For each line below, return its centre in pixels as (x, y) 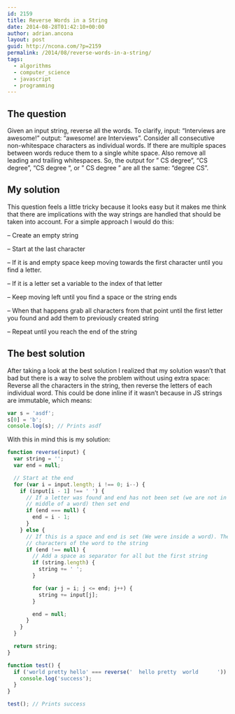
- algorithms (33, 66)
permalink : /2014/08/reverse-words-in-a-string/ (79, 53)
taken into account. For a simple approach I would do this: (91, 221)
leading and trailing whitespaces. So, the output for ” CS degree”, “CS (107, 160)
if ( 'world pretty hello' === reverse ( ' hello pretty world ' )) (120, 672)
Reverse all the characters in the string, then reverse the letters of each (110, 385)
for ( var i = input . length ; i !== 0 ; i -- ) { (79, 484)
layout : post (26, 40)
